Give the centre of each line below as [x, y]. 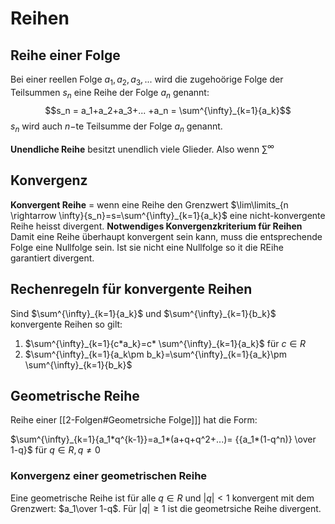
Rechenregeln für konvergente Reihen [131, 289]
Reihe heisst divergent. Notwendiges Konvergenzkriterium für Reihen [156, 226]
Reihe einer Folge [65, 55]
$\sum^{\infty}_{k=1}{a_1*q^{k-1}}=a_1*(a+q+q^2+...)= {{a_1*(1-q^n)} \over [163, 439]
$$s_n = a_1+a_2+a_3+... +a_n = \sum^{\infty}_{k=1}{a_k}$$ [168, 110]
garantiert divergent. [52, 258]
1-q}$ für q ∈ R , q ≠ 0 [55, 450]
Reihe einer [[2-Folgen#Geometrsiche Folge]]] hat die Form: [134, 420]
